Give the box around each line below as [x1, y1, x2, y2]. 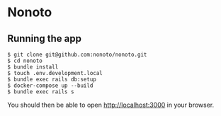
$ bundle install [7, 64, 59, 71]
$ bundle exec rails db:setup [7, 76, 97, 83]
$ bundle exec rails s [7, 88, 74, 95]
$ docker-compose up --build [7, 82, 93, 89]
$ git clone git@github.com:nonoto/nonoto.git [7, 51, 147, 58]
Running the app [7, 33, 81, 45]
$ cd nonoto [7, 57, 42, 64]
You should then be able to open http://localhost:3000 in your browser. [7, 100, 215, 109]
